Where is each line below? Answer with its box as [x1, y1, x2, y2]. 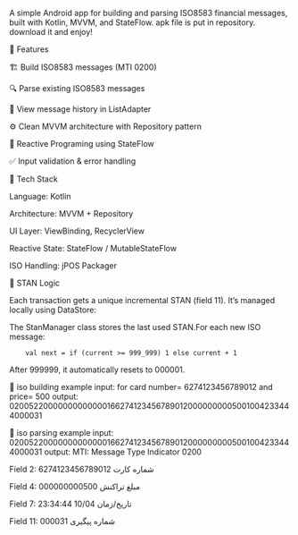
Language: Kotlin [9, 191, 71, 201]
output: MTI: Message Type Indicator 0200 [44, 446, 203, 457]
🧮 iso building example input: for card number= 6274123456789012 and [9, 382, 274, 392]
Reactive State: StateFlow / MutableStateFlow [9, 243, 177, 253]
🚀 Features [9, 44, 49, 55]
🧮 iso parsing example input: [9, 428, 114, 437]
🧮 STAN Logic [9, 277, 61, 288]
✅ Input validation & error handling [9, 156, 137, 166]
